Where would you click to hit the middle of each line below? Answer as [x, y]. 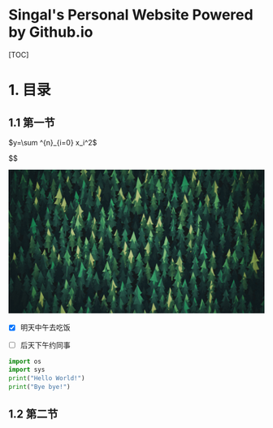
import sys [27, 370]
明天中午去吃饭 [45, 327]
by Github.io [51, 32]
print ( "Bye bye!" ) [39, 387]
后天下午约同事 [45, 345]
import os [25, 361]
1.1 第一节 [32, 122]
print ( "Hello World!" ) [47, 378]
